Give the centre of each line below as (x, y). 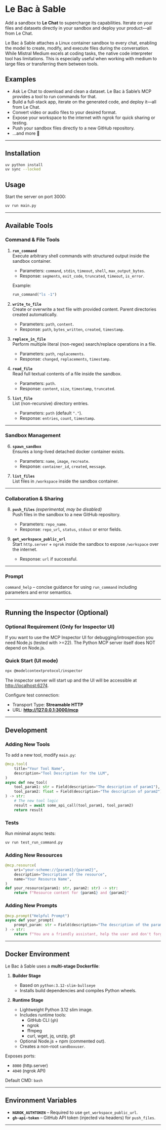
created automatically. (35, 314)
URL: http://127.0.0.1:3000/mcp (45, 710)
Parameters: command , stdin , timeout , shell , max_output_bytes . (83, 271)
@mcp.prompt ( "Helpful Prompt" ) (37, 916)
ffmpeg (34, 1030)
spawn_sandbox (27, 446)
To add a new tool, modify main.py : (41, 755)
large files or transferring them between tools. (52, 64)
